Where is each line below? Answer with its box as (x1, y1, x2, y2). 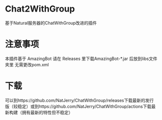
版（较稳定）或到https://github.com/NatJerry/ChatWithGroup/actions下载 (5, 103, 151, 109)
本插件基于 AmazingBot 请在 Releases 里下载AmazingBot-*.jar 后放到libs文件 (5, 56, 158, 61)
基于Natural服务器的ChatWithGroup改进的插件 (5, 20, 97, 26)
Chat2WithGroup (5, 3, 75, 15)
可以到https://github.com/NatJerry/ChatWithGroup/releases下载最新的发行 (5, 97, 154, 103)
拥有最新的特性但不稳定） (21, 109, 73, 115)
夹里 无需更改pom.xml (5, 61, 49, 67)
